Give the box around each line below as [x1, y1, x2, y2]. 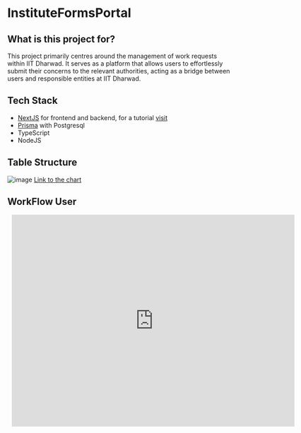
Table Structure [7, 157, 78, 169]
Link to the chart [34, 175, 82, 184]
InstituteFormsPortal [7, 5, 132, 21]
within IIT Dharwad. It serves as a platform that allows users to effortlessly [7, 59, 223, 68]
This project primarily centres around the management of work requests [7, 52, 218, 60]
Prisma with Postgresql [17, 121, 85, 129]
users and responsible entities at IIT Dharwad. [7, 74, 141, 83]
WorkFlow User [7, 196, 77, 208]
